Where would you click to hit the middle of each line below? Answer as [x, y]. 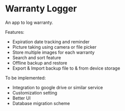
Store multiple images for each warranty [54, 52]
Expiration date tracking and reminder [51, 42]
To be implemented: [26, 78]
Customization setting [35, 93]
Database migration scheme [41, 103]
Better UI [21, 98]
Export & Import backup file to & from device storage [66, 68]
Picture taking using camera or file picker [54, 47]
